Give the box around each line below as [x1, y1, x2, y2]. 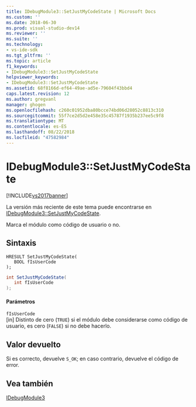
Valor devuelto [6, 339, 61, 349]
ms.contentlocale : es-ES [6, 124, 67, 130]
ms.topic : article [6, 58, 51, 64]
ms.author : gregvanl [6, 96, 57, 102]
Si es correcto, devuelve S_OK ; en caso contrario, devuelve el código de [6, 355, 179, 362]
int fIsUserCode [13, 280, 54, 286]
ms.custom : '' [6, 14, 41, 20]
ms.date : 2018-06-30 [6, 19, 57, 25]
